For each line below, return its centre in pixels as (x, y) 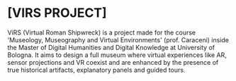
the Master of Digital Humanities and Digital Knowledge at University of (111, 47)
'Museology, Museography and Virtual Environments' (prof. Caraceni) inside (118, 39)
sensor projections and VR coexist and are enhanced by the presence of (113, 62)
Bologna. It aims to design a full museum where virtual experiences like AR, (117, 55)
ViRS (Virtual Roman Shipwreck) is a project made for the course (102, 32)
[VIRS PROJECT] (57, 13)
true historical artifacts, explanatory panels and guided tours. (96, 70)
